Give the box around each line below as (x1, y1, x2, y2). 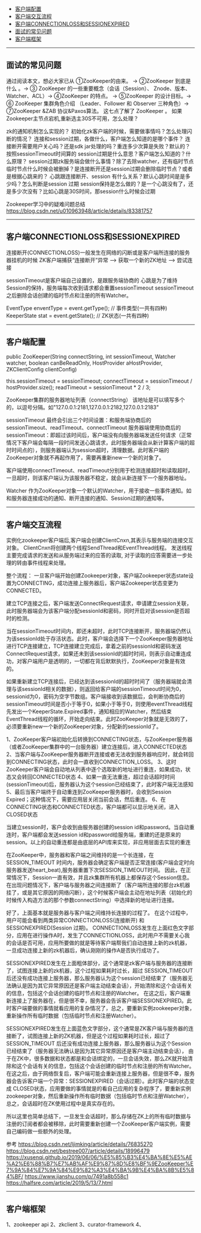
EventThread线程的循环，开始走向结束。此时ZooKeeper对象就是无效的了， (6, 716, 191, 723)
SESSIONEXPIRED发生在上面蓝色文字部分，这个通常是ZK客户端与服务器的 (6, 1025, 188, 1032)
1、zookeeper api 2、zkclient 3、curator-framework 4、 (6, 1221, 145, 1228)
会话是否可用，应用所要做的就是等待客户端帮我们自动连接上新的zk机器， (11, 939, 190, 946)
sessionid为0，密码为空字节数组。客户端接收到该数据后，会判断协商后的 (6, 693, 185, 700)
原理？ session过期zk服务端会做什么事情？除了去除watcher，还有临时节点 (11, 157, 194, 165)
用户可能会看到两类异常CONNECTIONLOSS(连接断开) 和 (6, 917, 145, 924)
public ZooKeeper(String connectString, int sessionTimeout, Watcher (6, 353, 176, 361)
